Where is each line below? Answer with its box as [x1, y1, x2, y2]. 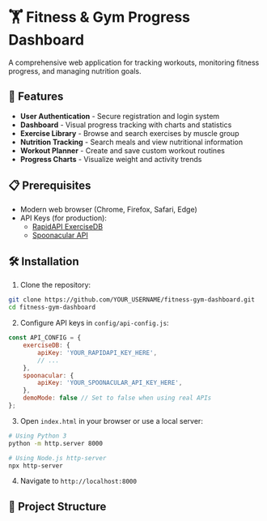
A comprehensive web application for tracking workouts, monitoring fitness [8, 58, 260, 67]
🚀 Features [8, 90, 64, 104]
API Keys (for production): [19, 213, 108, 223]
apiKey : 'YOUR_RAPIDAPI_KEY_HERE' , [37, 348, 158, 357]
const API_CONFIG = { [8, 334, 82, 342]
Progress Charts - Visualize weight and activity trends [19, 154, 202, 164]
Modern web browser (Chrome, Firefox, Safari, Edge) [19, 204, 197, 214]
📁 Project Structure [8, 499, 107, 513]
